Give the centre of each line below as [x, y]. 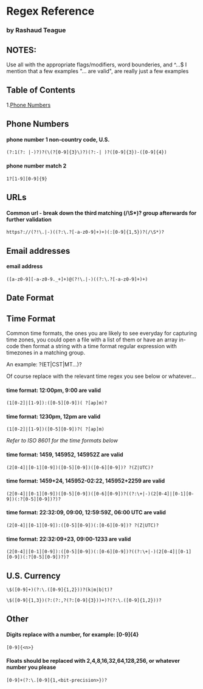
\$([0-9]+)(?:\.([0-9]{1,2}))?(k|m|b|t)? [60, 589]
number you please [31, 667]
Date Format [30, 298]
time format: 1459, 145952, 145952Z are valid [65, 454]
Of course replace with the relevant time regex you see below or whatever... [101, 376]
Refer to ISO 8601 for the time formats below [62, 441]
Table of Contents [41, 90]
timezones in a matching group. [46, 352]
